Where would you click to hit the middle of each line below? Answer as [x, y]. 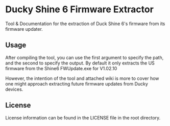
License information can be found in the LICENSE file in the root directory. [83, 118]
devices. [14, 89]
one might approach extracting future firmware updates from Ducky [77, 83]
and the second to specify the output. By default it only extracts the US [80, 63]
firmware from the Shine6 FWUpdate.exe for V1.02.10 [61, 68]
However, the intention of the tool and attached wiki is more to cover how [82, 78]
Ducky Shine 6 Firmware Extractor [80, 9]
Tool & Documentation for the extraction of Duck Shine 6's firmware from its [85, 24]
